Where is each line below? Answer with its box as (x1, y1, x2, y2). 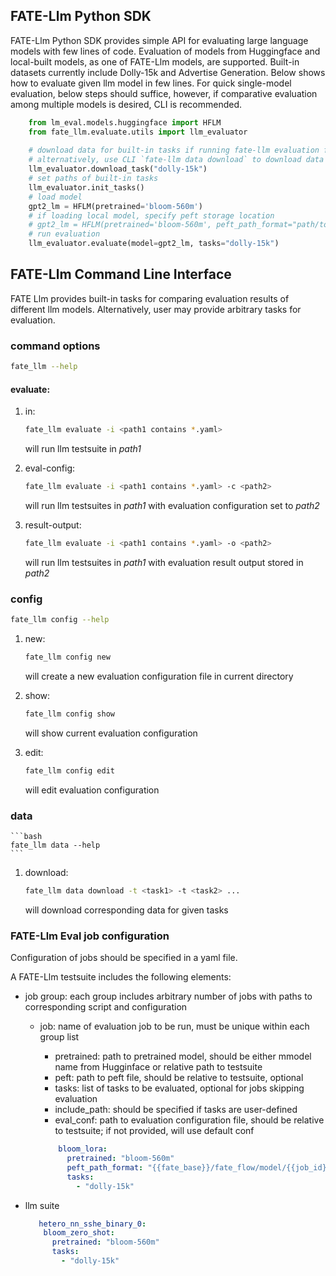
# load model (28, 192, 83, 202)
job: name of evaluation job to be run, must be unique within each (39, 1020, 310, 1033)
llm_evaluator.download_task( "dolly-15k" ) (28, 164, 208, 174)
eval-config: (24, 462, 76, 474)
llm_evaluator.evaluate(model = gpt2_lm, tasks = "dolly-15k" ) (28, 239, 280, 249)
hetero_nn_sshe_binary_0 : (38, 1219, 147, 1229)
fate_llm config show (24, 709, 115, 719)
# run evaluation (28, 229, 101, 239)
